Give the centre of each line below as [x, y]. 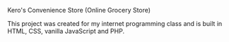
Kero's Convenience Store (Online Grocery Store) [79, 10]
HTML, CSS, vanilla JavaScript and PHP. [66, 31]
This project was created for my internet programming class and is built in [115, 23]
